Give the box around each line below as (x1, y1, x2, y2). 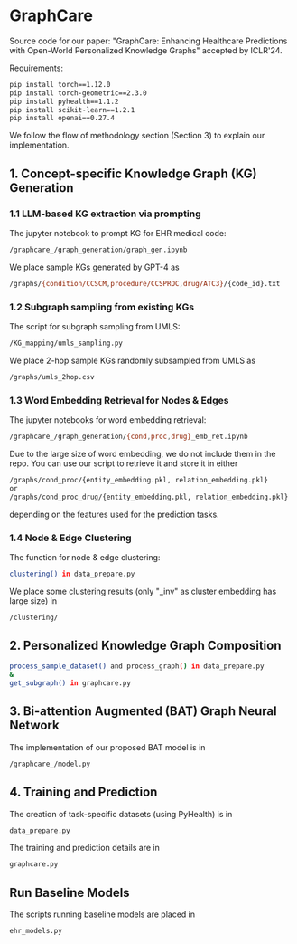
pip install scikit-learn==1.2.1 (9, 105, 135, 114)
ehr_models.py (9, 927, 63, 936)
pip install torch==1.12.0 (9, 80, 111, 89)
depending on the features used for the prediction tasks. (9, 509, 219, 520)
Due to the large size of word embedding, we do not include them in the (9, 448, 277, 459)
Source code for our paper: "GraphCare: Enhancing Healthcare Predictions (9, 35, 288, 46)
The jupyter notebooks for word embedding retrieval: (9, 415, 207, 425)
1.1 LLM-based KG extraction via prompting (9, 207, 201, 220)
